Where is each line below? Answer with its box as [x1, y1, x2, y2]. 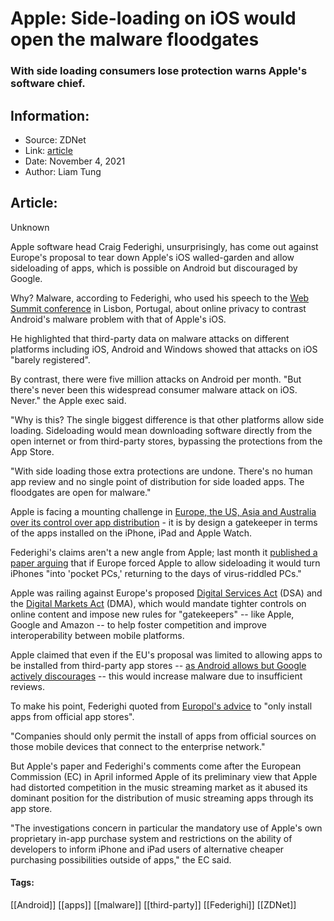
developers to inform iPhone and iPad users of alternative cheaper [10, 843, 285, 855]
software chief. [10, 77, 86, 91]
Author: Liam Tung [24, 165, 102, 177]
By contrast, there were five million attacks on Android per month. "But [10, 373, 302, 385]
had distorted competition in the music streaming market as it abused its [10, 781, 308, 793]
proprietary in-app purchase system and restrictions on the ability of [10, 832, 293, 844]
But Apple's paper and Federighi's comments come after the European [10, 760, 302, 772]
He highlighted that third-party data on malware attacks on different [10, 332, 290, 344]
